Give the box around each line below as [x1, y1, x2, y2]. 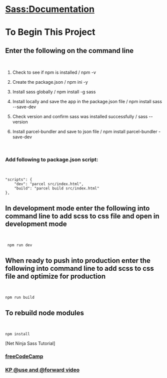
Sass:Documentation [5, 4, 95, 15]
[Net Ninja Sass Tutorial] [5, 340, 55, 346]
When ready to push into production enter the [5, 256, 151, 265]
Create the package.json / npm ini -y [12, 79, 88, 85]
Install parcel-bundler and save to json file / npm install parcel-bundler [12, 129, 157, 135]
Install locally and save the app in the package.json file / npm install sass [12, 99, 162, 105]
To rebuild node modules [5, 308, 84, 317]
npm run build [5, 295, 35, 300]
